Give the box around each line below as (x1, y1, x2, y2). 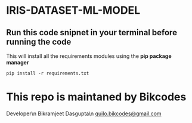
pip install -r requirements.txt (6, 70, 89, 76)
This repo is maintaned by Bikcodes (6, 90, 187, 104)
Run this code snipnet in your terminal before (6, 27, 178, 38)
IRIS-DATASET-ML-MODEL (6, 4, 141, 17)
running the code (6, 36, 72, 47)
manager (6, 59, 29, 66)
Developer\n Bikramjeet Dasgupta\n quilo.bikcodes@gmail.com (6, 110, 162, 117)
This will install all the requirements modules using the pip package (6, 53, 172, 60)
